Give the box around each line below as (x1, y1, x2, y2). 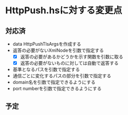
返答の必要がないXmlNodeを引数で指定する (12, 47, 104, 53)
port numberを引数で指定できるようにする (12, 85, 102, 92)
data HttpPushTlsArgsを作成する (12, 41, 82, 47)
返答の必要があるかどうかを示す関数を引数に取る (20, 54, 123, 60)
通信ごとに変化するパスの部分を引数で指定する (12, 73, 111, 79)
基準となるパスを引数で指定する (12, 67, 80, 73)
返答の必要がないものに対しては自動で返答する (20, 60, 119, 66)
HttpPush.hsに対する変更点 (5, 5, 122, 16)
